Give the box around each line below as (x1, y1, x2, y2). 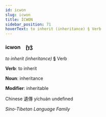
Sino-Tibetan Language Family (5, 106, 70, 112)
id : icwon (5, 7, 26, 13)
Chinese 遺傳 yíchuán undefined (5, 96, 73, 102)
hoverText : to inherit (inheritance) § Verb (5, 27, 101, 32)
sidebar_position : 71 (5, 21, 51, 27)
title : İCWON (5, 17, 33, 22)
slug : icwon (5, 12, 31, 17)
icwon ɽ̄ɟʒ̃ (5, 44, 33, 51)
